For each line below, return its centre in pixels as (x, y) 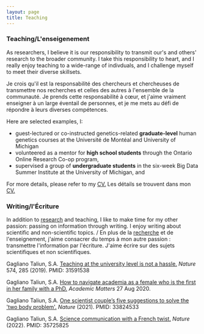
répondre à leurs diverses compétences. (57, 109)
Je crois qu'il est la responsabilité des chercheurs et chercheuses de (93, 84)
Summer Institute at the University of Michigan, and (80, 172)
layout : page (23, 12)
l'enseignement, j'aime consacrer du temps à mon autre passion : (89, 239)
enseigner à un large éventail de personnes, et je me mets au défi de (93, 103)
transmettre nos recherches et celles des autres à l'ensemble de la (90, 90)
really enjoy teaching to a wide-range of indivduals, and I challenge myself (100, 65)
